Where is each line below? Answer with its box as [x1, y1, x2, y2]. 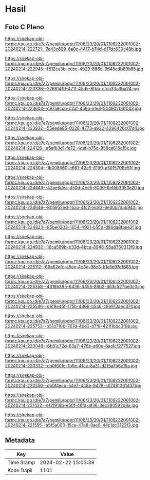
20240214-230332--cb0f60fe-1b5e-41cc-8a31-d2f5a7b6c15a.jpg [5, 363, 137, 368]
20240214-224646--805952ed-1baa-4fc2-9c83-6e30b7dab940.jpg [5, 205, 143, 210]
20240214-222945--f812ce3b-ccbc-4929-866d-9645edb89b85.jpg [5, 66, 144, 72]
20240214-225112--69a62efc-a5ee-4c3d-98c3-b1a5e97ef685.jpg [5, 264, 139, 269]
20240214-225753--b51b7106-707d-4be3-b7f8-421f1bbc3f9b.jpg [5, 323, 138, 329]
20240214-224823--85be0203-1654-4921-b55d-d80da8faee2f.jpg [5, 224, 142, 230]
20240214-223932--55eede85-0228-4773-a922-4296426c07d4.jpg [5, 125, 145, 131]
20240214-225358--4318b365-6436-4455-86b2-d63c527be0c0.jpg [5, 284, 145, 289]
